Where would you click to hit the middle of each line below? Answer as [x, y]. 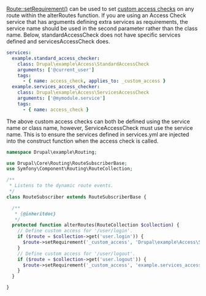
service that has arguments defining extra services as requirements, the [97, 22]
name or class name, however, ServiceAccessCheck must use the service [100, 127]
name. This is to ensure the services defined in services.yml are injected [98, 134]
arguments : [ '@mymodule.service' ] [61, 98]
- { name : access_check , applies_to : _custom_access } [94, 81]
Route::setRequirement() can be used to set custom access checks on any [100, 9]
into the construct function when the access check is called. [82, 141]
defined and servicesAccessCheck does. [58, 41]
